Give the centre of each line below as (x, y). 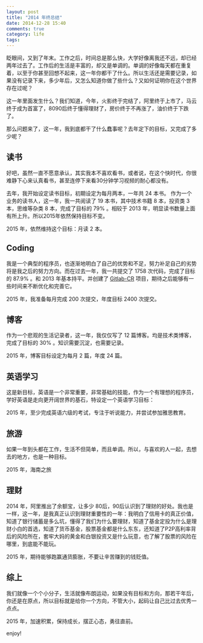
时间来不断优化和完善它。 (43, 286)
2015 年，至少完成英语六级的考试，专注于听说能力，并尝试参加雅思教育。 (98, 413)
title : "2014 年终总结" (34, 18)
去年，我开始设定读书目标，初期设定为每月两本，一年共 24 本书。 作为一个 (99, 193)
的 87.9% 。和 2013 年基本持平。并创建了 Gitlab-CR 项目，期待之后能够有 (98, 278)
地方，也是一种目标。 (43, 457)
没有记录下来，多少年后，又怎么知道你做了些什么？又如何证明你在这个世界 (104, 80)
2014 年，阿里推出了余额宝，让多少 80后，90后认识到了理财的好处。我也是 (100, 506)
